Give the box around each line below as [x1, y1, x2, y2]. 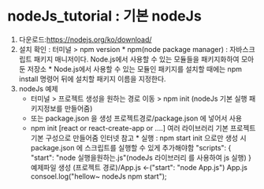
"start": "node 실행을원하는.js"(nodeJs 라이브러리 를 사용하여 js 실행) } [30, 153, 251, 162]
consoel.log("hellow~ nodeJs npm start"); [30, 171, 167, 181]
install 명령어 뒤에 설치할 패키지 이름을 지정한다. [18, 74, 166, 83]
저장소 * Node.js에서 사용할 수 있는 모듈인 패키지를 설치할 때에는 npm [27, 64, 242, 73]
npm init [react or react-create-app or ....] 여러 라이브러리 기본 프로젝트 [30, 123, 256, 132]
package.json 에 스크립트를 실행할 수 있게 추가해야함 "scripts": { [30, 143, 232, 152]
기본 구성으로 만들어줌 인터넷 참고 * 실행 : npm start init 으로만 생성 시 [30, 133, 247, 143]
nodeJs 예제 [18, 83, 58, 93]
